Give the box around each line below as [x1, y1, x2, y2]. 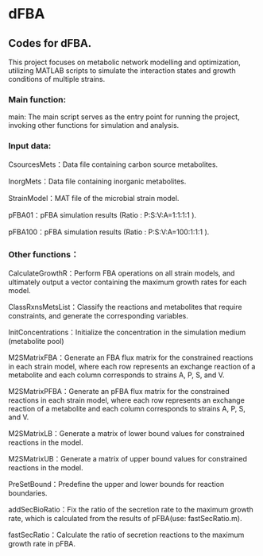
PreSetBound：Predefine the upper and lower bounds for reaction [8, 479, 225, 488]
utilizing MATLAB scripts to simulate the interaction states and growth [8, 66, 236, 75]
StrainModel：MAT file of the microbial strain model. [8, 193, 180, 203]
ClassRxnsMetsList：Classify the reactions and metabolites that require [8, 302, 242, 311]
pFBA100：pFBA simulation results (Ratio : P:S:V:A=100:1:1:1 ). [8, 227, 210, 237]
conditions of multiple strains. [8, 75, 106, 83]
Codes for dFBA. [8, 37, 92, 50]
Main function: [8, 94, 66, 105]
